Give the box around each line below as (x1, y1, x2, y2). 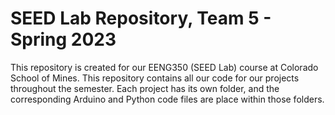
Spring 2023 (10, 28, 117, 51)
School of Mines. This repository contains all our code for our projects (10, 72, 300, 84)
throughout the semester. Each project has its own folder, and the (10, 82, 280, 94)
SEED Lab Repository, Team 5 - (10, 7, 272, 30)
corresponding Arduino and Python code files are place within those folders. (10, 93, 325, 105)
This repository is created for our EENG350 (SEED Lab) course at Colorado (10, 61, 319, 73)
